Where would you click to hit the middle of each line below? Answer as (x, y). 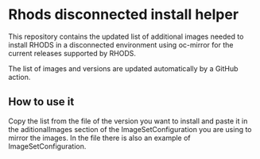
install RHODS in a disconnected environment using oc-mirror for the (121, 44)
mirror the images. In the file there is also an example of (99, 138)
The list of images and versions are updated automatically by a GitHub (123, 68)
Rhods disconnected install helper (124, 15)
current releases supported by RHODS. (72, 53)
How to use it (41, 102)
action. (19, 77)
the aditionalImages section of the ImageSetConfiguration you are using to (130, 129)
